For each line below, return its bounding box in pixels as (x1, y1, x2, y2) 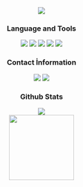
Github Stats (19, 92, 64, 101)
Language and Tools (6, 24, 77, 33)
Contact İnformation (6, 58, 77, 67)
